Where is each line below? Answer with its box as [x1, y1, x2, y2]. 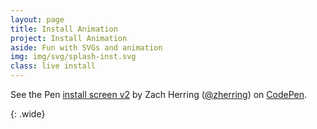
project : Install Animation [10, 33, 128, 43]
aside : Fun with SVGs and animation [10, 42, 163, 53]
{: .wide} [10, 108, 46, 120]
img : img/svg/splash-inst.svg [10, 52, 137, 62]
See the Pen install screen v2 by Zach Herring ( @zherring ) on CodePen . [10, 89, 307, 100]
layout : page [10, 14, 65, 25]
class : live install [10, 61, 97, 71]
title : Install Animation [10, 24, 118, 34]
